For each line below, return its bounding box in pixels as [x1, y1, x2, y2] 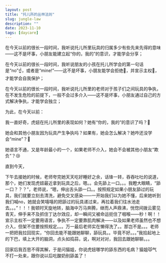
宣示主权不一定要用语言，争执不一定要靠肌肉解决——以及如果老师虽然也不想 [5, 217, 161, 223]
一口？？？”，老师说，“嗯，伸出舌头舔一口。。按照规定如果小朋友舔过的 [5, 187, 150, 192]
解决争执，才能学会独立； [9, 98, 62, 104]
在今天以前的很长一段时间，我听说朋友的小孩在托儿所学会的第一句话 [5, 62, 144, 67]
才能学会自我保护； [5, 75, 44, 81]
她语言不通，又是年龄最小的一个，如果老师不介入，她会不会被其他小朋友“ [5, 147, 155, 152]
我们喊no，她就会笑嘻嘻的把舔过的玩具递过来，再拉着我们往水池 [5, 199, 136, 204]
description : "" [5, 21, 39, 26]
